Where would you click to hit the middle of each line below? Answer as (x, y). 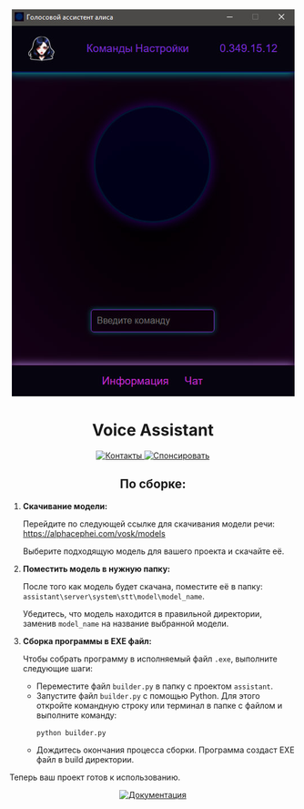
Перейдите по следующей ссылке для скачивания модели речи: (149, 524)
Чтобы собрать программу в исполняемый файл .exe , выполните (150, 659)
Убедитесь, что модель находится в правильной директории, (142, 613)
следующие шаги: (58, 668)
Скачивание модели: (65, 506)
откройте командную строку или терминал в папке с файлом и (159, 705)
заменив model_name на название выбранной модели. (126, 623)
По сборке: (153, 484)
